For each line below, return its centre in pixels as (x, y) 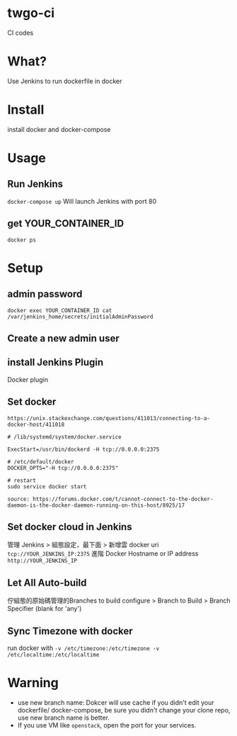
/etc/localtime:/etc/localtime (53, 655)
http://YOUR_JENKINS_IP (42, 561)
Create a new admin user (63, 339)
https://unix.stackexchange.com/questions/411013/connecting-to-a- (109, 418)
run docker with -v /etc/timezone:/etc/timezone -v (83, 648)
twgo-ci (31, 13)
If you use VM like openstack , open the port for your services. (107, 725)
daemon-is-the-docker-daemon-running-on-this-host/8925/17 (96, 505)
